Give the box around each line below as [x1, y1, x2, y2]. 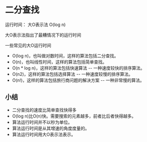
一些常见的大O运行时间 [5, 42, 51, 48]
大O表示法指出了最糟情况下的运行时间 [5, 32, 82, 38]
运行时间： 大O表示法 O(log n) [5, 22, 66, 27]
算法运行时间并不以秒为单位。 [12, 119, 72, 125]
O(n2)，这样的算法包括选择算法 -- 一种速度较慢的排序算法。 [12, 71, 133, 77]
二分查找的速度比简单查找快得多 [12, 107, 77, 113]
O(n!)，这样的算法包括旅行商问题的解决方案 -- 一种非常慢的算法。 [12, 77, 145, 83]
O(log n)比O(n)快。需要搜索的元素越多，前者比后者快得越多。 [12, 113, 136, 119]
